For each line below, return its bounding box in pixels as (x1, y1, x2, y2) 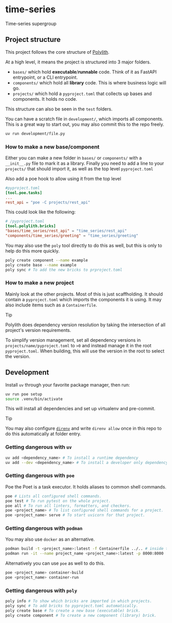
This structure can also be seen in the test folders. (5, 106, 113, 112)
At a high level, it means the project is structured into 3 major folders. (5, 59, 151, 65)
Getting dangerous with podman (5, 525, 83, 532)
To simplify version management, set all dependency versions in (5, 337, 141, 343)
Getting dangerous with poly (5, 587, 78, 594)
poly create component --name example (5, 257, 88, 263)
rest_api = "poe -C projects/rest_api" (5, 199, 91, 205)
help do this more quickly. (5, 248, 60, 254)
